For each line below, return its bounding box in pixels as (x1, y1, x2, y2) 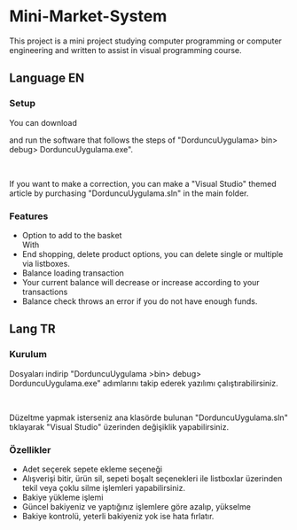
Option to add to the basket (21, 230, 122, 240)
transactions (21, 286, 68, 297)
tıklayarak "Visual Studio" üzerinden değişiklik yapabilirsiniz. (9, 421, 230, 432)
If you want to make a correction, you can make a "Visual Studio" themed (9, 178, 277, 189)
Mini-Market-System (9, 6, 168, 27)
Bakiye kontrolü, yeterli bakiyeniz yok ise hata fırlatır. (21, 511, 215, 521)
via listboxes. (21, 258, 71, 269)
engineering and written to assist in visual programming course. (9, 44, 242, 55)
